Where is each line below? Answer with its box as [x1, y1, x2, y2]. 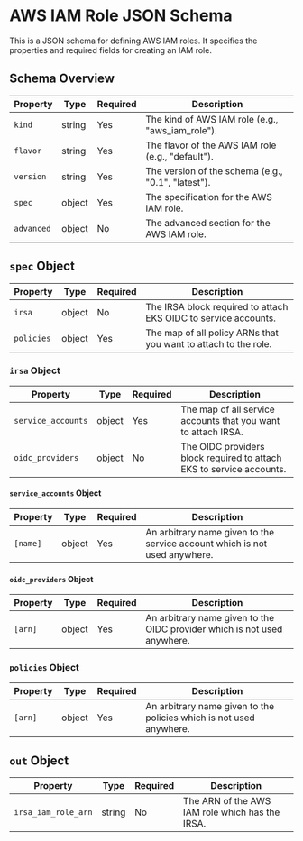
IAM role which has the [183, 806, 280, 818]
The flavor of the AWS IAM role [145, 139, 277, 151]
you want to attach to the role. [145, 337, 272, 350]
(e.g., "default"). [145, 150, 214, 162]
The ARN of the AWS [183, 795, 271, 808]
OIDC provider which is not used [145, 623, 283, 635]
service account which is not [145, 537, 268, 550]
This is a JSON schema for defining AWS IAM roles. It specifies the [9, 35, 258, 46]
